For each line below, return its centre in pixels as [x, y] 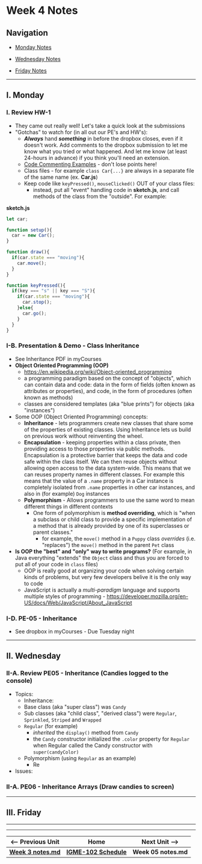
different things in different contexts [68, 506]
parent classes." [53, 532]
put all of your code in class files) [56, 564]
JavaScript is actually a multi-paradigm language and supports [102, 590]
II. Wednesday [34, 656]
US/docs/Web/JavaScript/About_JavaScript [78, 603]
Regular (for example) [51, 726]
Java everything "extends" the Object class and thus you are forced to [102, 558]
